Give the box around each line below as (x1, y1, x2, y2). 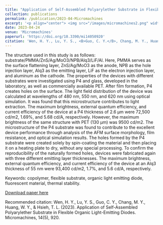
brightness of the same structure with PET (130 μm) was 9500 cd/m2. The (5, 119, 154, 125)
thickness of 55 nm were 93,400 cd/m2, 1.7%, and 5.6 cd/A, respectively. (5, 166, 152, 172)
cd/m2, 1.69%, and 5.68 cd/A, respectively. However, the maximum (5, 114, 139, 120)
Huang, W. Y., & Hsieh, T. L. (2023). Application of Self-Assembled (5, 204, 138, 210)
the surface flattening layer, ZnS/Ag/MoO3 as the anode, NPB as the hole (5, 62, 151, 68)
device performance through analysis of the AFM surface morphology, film (5, 129, 155, 135)
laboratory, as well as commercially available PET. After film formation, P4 (5, 83, 153, 89)
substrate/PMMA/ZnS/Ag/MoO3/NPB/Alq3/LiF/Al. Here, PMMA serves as (5, 57, 151, 63)
